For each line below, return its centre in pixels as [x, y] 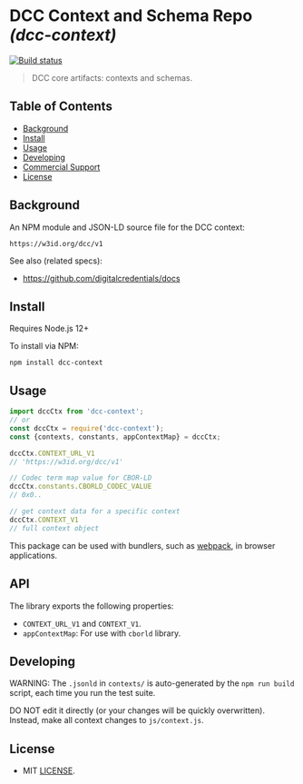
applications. [33, 555]
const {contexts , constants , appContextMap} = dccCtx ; [115, 437]
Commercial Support [61, 167]
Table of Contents [61, 107]
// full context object [54, 528]
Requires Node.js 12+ [49, 329]
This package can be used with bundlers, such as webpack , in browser [142, 545]
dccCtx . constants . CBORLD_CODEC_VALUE [81, 487]
